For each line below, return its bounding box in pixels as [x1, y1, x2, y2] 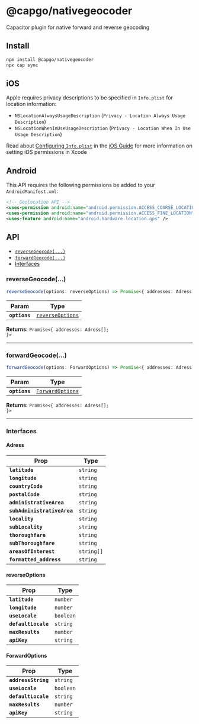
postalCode [9, 491, 40, 498]
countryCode [9, 482, 43, 490]
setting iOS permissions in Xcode [6, 149, 87, 156]
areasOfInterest [9, 548, 55, 555]
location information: [6, 101, 57, 108]
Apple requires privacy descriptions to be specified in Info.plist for [6, 94, 174, 101]
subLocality [9, 523, 43, 530]
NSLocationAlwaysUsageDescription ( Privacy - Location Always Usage [14, 112, 185, 119]
